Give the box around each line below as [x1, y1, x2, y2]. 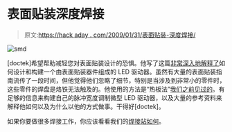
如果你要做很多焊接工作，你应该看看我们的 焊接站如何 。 [7, 117, 165, 125]
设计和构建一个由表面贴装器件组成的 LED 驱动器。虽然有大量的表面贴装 [12, 67, 217, 76]
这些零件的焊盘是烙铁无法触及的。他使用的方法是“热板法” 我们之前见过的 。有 [7, 85, 225, 93]
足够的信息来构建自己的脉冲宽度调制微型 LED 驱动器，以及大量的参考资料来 [7, 93, 223, 101]
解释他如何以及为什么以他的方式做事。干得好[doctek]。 [7, 102, 165, 110]
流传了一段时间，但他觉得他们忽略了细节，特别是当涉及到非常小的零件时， [12, 76, 226, 84]
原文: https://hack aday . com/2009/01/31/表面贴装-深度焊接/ [24, 31, 196, 39]
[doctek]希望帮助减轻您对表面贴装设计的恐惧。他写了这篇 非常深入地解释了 [7, 58, 220, 67]
